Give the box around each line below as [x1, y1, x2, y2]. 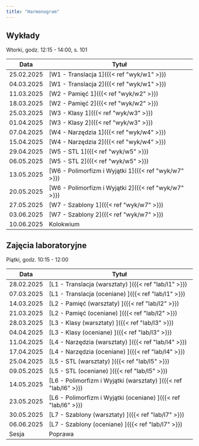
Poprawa [49, 430, 74, 438]
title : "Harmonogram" [6, 8, 60, 15]
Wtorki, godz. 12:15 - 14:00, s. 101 [6, 46, 88, 53]
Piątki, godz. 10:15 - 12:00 [6, 256, 69, 263]
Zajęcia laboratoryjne [6, 240, 87, 250]
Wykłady [6, 31, 40, 41]
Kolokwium [49, 220, 80, 228]
